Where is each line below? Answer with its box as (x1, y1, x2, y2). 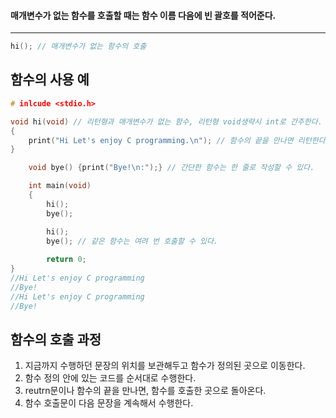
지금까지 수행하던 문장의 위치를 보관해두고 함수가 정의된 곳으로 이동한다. (24, 360, 306, 372)
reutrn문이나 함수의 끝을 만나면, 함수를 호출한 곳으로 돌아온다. (24, 385, 267, 397)
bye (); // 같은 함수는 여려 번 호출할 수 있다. (46, 236, 219, 246)
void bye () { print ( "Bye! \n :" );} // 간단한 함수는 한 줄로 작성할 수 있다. (28, 163, 315, 173)
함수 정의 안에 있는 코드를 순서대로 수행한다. (24, 372, 197, 384)
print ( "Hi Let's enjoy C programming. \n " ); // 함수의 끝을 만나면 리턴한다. (28, 135, 330, 145)
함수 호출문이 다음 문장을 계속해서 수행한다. (24, 397, 194, 409)
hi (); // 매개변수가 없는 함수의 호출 (10, 41, 147, 52)
